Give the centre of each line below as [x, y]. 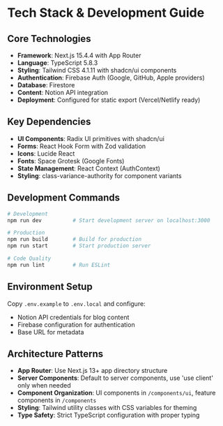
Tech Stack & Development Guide [106, 13]
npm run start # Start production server [79, 246]
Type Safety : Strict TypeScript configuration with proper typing [108, 415]
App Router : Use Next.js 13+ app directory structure [92, 371]
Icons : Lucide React [46, 153]
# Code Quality [29, 258]
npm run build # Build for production [74, 240]
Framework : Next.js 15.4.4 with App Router [79, 55]
